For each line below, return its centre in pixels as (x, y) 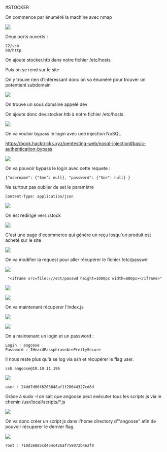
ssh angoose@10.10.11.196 (32, 369)
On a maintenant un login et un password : (49, 336)
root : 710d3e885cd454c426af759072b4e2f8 (50, 445)
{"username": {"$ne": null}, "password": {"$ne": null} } (68, 178)
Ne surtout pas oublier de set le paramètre (49, 187)
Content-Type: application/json (39, 196)
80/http (13, 50)
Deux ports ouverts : (27, 37)
